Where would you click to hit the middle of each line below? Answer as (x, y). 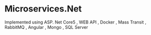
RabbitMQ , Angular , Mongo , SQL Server (46, 27)
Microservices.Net (43, 9)
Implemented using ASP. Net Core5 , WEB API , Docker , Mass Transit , (75, 22)
